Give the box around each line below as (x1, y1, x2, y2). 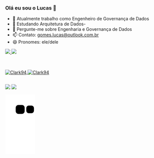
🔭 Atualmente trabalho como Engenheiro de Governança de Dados (12, 16, 150, 22)
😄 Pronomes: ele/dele (12, 39, 59, 45)
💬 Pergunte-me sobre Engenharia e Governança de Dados (12, 26, 132, 32)
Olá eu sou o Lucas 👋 (5, 4, 56, 11)
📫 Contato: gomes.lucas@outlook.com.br (12, 32, 99, 38)
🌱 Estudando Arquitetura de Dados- (12, 21, 86, 27)
